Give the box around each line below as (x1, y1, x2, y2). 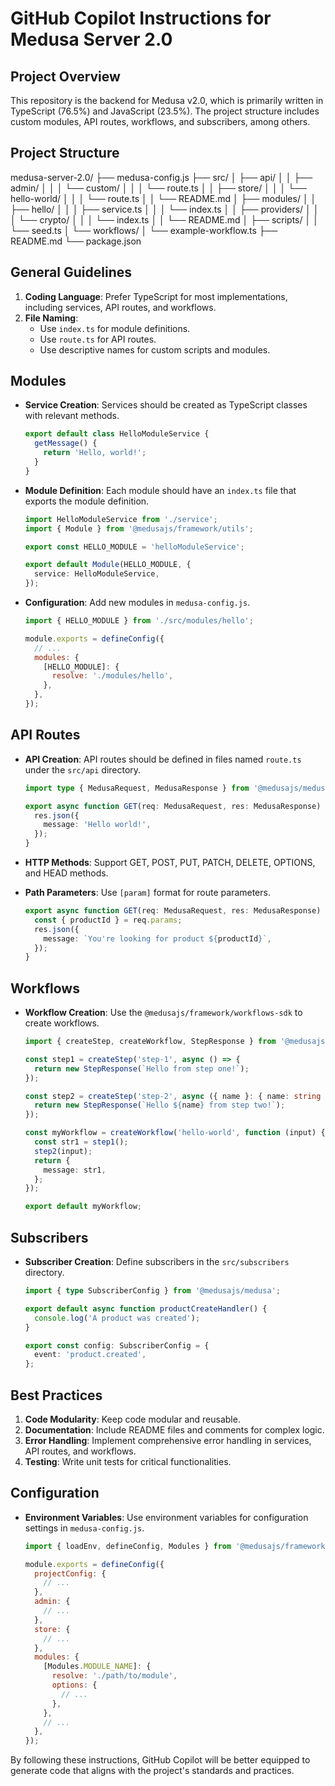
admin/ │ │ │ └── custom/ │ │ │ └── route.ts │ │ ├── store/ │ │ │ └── (10, 182, 308, 194)
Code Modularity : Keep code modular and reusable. (24, 1413, 241, 1425)
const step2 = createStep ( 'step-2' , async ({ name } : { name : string (24, 1091, 322, 1101)
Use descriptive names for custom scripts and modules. (39, 343, 271, 356)
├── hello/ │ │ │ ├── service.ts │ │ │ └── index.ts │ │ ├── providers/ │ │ (10, 203, 320, 215)
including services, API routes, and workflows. (24, 301, 217, 313)
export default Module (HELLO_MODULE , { (24, 560, 192, 570)
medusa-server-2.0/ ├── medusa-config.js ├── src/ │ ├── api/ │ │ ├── (10, 171, 313, 183)
